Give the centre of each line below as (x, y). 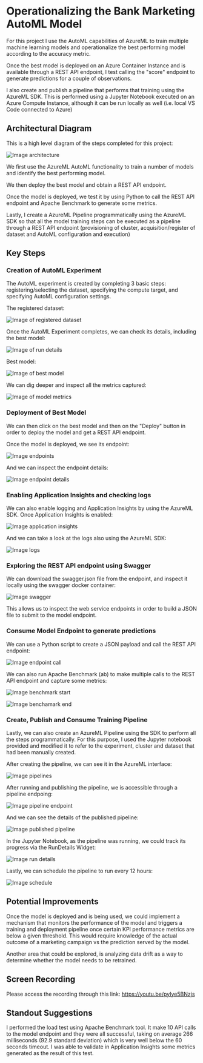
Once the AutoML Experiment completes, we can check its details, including (101, 332)
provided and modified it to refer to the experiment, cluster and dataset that (101, 746)
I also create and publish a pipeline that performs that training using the (95, 90)
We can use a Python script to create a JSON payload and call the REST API (101, 644)
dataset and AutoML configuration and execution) (68, 234)
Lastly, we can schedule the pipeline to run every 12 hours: (80, 871)
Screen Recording (41, 980)
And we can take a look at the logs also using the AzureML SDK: (86, 538)
